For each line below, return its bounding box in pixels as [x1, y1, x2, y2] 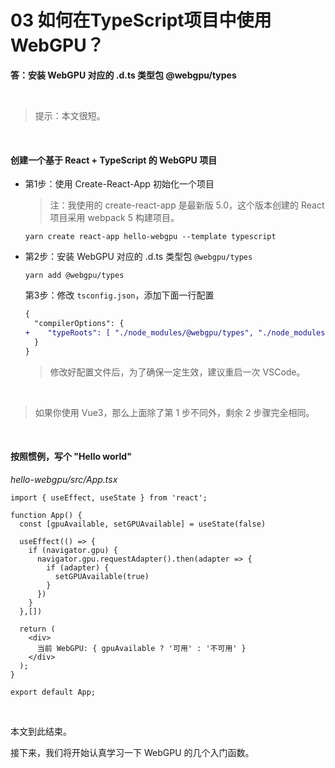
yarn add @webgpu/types [24, 271, 125, 281]
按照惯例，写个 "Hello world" [10, 451, 132, 463]
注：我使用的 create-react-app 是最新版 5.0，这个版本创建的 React [49, 199, 325, 211]
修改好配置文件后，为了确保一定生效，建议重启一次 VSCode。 [49, 366, 306, 378]
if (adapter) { [46, 562, 110, 573]
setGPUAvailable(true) [54, 571, 150, 581]
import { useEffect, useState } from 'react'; [10, 492, 208, 503]
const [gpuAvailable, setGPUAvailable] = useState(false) [19, 519, 267, 529]
